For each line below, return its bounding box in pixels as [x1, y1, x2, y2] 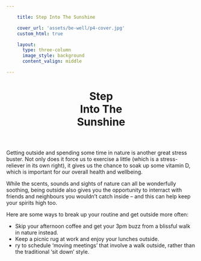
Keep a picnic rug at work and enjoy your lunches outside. [14, 236, 159, 243]
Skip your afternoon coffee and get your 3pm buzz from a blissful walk [14, 222, 191, 230]
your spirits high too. [6, 200, 58, 207]
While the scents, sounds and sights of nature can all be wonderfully [6, 180, 176, 187]
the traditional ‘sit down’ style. [14, 248, 90, 256]
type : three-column [22, 47, 71, 53]
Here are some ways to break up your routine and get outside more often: [6, 211, 188, 218]
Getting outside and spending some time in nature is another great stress [6, 149, 188, 157]
